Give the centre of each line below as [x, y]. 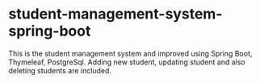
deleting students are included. [60, 70]
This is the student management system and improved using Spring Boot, [130, 53]
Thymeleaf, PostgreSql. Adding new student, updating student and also [127, 62]
